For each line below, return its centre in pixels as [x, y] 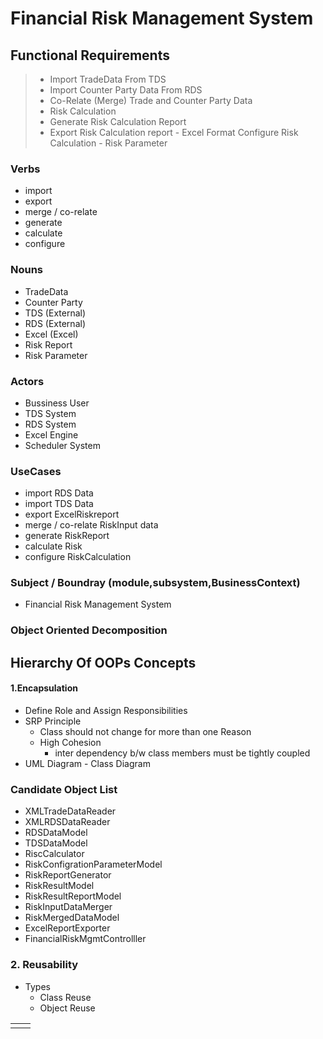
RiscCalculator [54, 854]
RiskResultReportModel [73, 896]
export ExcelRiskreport [72, 514]
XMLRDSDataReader [67, 822]
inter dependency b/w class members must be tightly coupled [182, 753]
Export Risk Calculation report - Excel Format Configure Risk [174, 132]
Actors [27, 381]
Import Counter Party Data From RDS [126, 90]
